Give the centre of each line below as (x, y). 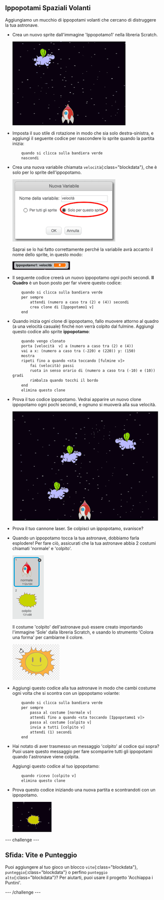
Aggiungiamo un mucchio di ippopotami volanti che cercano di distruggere (81, 20)
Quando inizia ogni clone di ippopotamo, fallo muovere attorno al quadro (85, 321)
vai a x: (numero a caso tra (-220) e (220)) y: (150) (79, 351)
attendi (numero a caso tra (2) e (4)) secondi (80, 302)
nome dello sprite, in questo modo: (47, 254)
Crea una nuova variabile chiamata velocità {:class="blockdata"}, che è (84, 167)
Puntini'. (13, 882)
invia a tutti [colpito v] (58, 727)
